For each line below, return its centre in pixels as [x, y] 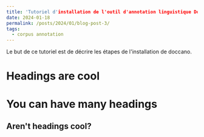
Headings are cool [53, 76]
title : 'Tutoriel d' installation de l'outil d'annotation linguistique [99, 12]
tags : [13, 29]
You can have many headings [82, 104]
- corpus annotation [38, 35]
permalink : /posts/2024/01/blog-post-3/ [58, 23]
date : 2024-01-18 [28, 18]
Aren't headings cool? [49, 126]
